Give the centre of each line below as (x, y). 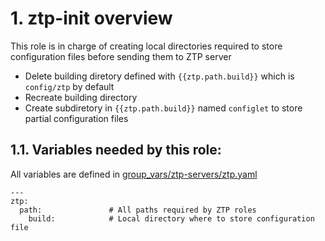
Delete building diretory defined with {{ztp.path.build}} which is (159, 76)
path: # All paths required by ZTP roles (138, 210)
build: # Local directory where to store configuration (171, 218)
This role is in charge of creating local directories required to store (146, 46)
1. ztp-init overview (91, 18)
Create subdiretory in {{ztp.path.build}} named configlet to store (163, 108)
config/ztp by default (69, 86)
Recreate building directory (81, 97)
